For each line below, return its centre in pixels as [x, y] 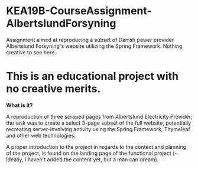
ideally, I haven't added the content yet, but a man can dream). [82, 159]
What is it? [20, 105]
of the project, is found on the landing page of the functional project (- [92, 153]
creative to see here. [31, 52]
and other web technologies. [41, 135]
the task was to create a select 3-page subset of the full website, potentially [99, 123]
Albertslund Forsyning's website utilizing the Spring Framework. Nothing [94, 46]
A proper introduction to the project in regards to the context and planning [96, 147]
